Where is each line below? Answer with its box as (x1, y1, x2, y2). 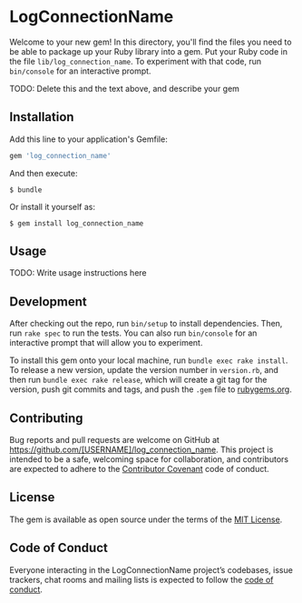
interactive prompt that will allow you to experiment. (9, 337, 203, 348)
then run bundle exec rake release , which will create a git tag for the (9, 375, 268, 386)
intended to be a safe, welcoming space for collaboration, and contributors (9, 454, 288, 465)
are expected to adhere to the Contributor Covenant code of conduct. (9, 464, 269, 475)
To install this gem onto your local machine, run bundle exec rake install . (9, 355, 288, 366)
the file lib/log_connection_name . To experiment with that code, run (9, 55, 261, 66)
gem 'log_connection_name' (9, 151, 112, 160)
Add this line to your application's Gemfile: (9, 134, 168, 145)
